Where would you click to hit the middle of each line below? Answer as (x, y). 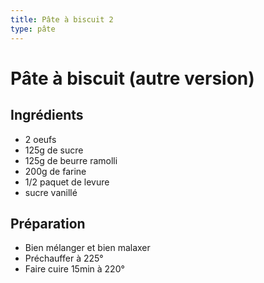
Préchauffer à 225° (64, 258)
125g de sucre (54, 150)
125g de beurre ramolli (71, 160)
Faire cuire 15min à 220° (74, 269)
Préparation (48, 223)
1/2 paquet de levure (67, 182)
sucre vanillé (51, 192)
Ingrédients (47, 115)
